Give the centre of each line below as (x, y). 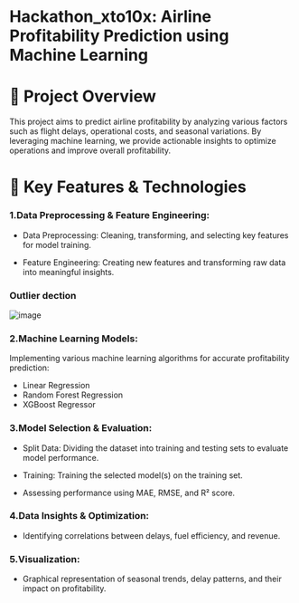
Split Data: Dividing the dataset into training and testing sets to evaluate (155, 448)
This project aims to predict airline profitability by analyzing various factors (149, 122)
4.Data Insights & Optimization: (79, 516)
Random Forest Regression (73, 395)
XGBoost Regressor (59, 405)
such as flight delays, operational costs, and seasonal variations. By (135, 131)
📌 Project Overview (83, 96)
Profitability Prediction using (119, 36)
